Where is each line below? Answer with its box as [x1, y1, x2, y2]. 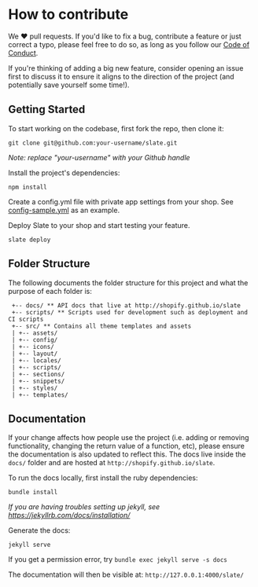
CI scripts [8, 315, 44, 323]
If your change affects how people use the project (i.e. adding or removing [8, 433, 249, 442]
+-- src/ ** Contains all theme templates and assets [11, 322, 192, 330]
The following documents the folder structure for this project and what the [8, 277, 249, 288]
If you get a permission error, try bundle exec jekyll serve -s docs [8, 555, 228, 564]
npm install [8, 183, 47, 191]
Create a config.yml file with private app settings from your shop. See [8, 196, 234, 206]
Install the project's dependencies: [8, 167, 120, 178]
